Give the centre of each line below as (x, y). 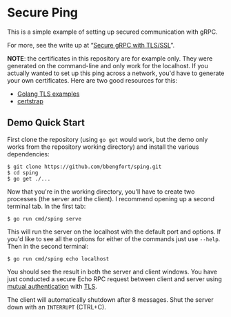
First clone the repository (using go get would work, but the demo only (108, 139)
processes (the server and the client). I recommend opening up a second (111, 198)
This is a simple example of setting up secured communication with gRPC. (112, 32)
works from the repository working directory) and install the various (103, 147)
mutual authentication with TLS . (52, 286)
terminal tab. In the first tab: (47, 206)
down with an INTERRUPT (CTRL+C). (57, 307)
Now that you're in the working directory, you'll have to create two (101, 192)
